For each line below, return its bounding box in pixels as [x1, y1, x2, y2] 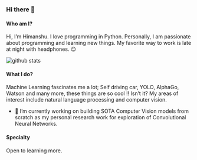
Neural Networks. [14, 120, 58, 128]
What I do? [6, 70, 34, 77]
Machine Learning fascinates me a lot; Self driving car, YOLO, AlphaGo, [6, 84, 179, 91]
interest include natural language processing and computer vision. [6, 96, 167, 103]
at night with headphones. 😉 [6, 45, 77, 53]
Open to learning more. [6, 147, 63, 154]
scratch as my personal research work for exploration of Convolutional [14, 114, 186, 121]
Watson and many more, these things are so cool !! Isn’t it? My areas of [6, 90, 179, 97]
